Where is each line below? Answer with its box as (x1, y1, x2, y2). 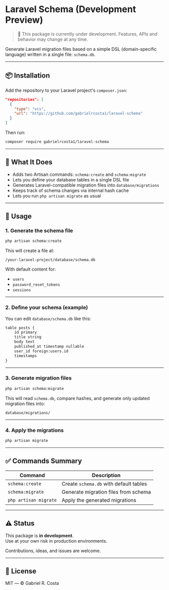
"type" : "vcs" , (14, 106, 46, 111)
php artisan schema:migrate (5, 386, 64, 391)
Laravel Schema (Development (5, 4, 136, 15)
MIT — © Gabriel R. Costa (5, 580, 59, 586)
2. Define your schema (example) (5, 304, 88, 311)
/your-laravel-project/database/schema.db (5, 257, 96, 263)
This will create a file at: (5, 248, 54, 254)
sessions (12, 288, 31, 293)
